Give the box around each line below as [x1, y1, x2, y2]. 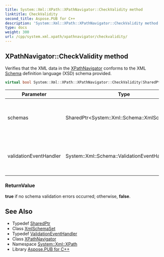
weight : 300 [5, 30, 29, 35]
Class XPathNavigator [12, 236, 57, 241]
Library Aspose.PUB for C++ [12, 246, 70, 252]
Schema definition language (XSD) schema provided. [5, 70, 112, 76]
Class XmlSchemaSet [12, 225, 56, 231]
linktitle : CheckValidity [5, 12, 58, 17]
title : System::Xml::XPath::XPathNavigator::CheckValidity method [5, 7, 143, 12]
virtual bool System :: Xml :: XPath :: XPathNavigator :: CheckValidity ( [5, 80, 143, 85]
